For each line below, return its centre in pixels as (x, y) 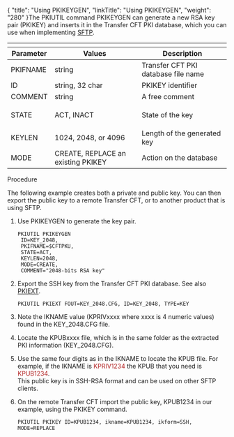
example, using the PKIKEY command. (72, 409)
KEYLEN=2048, (39, 258)
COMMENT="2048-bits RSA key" (63, 271)
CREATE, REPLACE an (91, 153)
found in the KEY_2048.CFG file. (63, 324)
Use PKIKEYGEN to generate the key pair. (77, 221)
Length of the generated (181, 133)
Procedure (22, 179)
